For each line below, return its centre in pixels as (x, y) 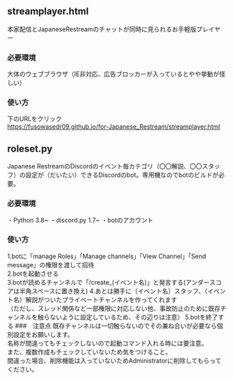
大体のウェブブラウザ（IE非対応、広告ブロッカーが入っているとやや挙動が (113, 74)
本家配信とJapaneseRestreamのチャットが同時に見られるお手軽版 (102, 29)
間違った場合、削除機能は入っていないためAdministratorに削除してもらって (114, 361)
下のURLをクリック (35, 119)
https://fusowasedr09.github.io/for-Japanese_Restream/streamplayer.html (114, 127)
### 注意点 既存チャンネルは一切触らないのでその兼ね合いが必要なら (116, 326)
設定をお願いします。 (43, 334)
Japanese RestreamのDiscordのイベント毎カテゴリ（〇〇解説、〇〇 (105, 166)
